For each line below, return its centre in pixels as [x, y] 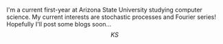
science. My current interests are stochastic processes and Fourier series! [111, 17]
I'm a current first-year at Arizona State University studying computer [105, 10]
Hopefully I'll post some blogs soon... [59, 24]
